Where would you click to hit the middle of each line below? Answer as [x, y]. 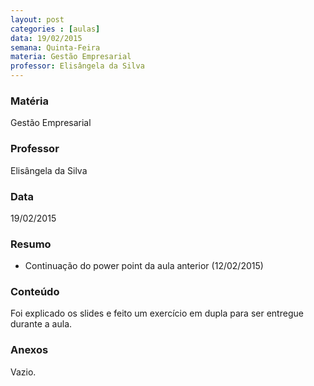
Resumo [31, 244]
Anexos [29, 350]
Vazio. [23, 372]
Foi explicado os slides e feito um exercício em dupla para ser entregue [157, 313]
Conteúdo [35, 292]
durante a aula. [41, 324]
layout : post [37, 19]
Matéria [29, 101]
